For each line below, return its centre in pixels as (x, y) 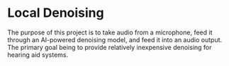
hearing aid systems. (38, 55)
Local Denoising (56, 13)
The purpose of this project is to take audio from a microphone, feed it (110, 32)
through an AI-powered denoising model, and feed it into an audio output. (115, 39)
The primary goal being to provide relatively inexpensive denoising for (110, 47)
